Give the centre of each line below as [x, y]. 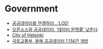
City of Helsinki [28, 35]
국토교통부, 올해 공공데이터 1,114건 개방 [50, 41]
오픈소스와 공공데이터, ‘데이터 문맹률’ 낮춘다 [55, 29]
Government [31, 9]
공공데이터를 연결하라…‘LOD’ [40, 23]
